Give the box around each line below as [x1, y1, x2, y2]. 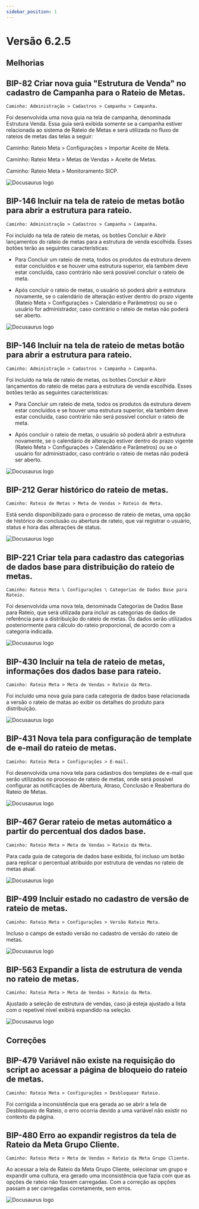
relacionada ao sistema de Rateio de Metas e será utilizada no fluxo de [6, 126, 179, 134]
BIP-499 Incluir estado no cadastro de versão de [6, 894, 189, 904]
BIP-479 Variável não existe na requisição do [6, 1055, 175, 1066]
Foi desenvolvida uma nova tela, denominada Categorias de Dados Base [6, 603, 183, 610]
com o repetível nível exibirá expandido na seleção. [6, 1007, 132, 1014]
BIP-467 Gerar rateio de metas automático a [6, 817, 172, 827]
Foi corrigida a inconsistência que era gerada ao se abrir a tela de [6, 1100, 167, 1108]
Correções [6, 1035, 46, 1045]
